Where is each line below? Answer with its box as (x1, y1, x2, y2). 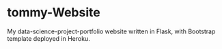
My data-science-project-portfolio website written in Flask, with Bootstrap (7, 27, 216, 35)
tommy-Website (7, 5, 100, 20)
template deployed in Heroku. (7, 34, 90, 42)
